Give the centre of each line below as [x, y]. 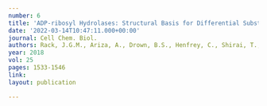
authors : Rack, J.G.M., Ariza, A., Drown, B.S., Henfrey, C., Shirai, [128, 45]
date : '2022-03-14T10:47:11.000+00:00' [74, 30]
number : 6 [25, 16]
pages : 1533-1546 [37, 68]
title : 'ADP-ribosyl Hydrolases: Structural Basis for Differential [124, 23]
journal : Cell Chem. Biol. [53, 38]
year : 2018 [26, 53]
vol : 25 [21, 61]
